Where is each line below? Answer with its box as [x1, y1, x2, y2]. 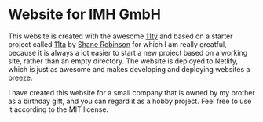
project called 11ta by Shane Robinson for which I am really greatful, [8, 39, 227, 48]
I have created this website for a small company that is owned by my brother [8, 88, 255, 97]
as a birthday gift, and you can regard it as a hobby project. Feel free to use [8, 96, 252, 106]
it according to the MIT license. [8, 104, 108, 114]
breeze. [8, 73, 33, 82]
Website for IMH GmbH [8, 5, 161, 23]
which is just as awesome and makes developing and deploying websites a [8, 64, 250, 74]
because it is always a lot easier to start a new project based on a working [8, 48, 248, 57]
